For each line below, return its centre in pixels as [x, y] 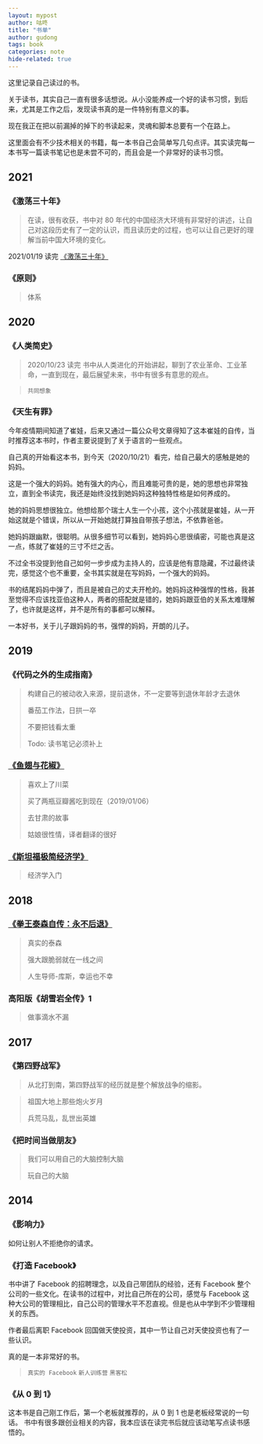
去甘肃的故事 [48, 817]
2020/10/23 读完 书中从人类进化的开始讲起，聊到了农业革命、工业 [134, 364]
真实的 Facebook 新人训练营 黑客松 [77, 1373]
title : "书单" [30, 30]
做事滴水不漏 [48, 1017]
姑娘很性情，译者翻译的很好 [72, 834]
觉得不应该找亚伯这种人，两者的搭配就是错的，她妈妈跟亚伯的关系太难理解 [135, 599]
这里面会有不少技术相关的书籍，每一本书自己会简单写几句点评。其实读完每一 [131, 142]
